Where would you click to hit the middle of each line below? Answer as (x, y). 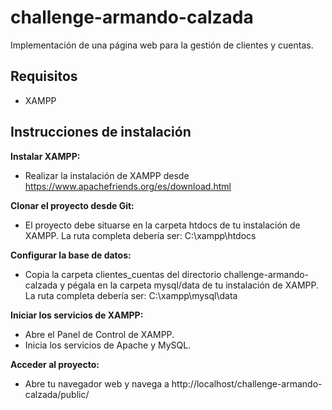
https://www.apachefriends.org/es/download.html (128, 186)
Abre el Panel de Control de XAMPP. (99, 334)
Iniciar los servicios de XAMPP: (77, 315)
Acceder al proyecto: (55, 364)
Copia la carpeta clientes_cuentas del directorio (123, 274)
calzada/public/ (57, 394)
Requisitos (44, 76)
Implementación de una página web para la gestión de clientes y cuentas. (162, 45)
